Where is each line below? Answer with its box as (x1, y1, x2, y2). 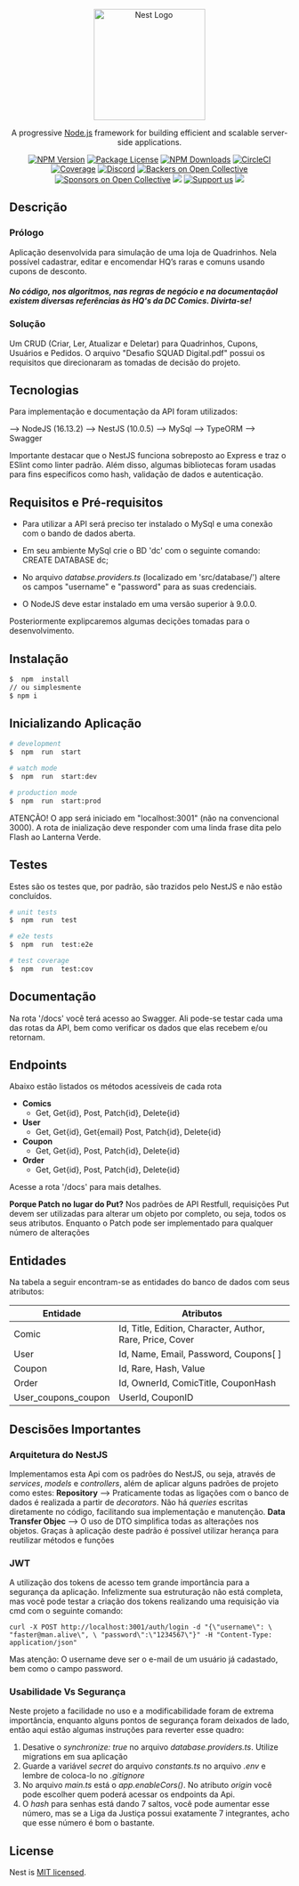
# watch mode (9, 764, 58, 773)
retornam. (9, 1032, 45, 1042)
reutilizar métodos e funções (9, 1534, 115, 1545)
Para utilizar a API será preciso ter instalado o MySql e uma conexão (21, 519, 273, 530)
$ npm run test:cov (9, 964, 93, 974)
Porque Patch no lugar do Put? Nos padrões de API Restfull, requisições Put (9, 1199, 289, 1210)
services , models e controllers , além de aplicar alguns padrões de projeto (9, 1477, 279, 1488)
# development (9, 740, 62, 749)
